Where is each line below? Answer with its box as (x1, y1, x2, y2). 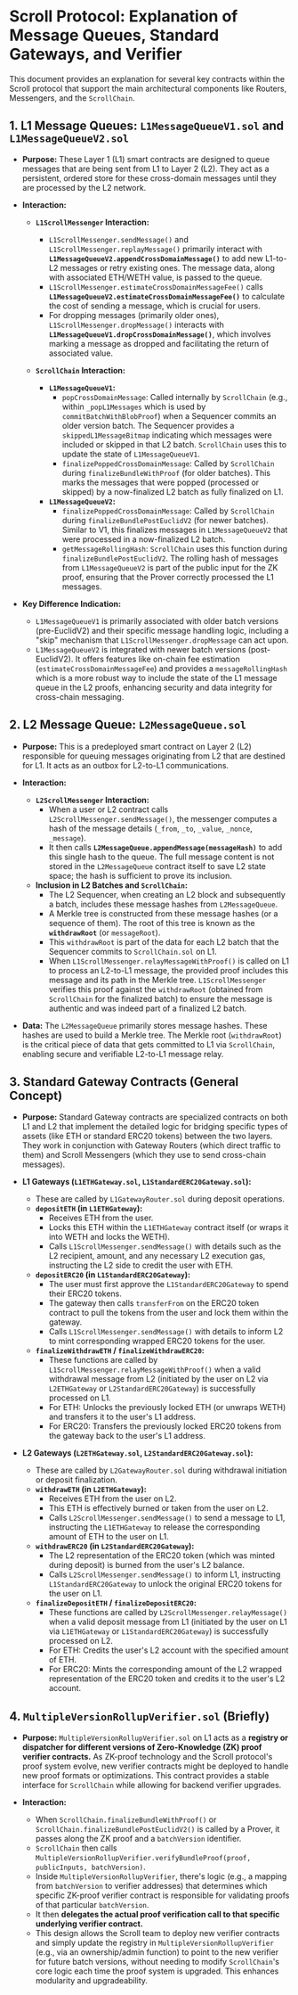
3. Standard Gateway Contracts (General (9, 1074, 239, 1089)
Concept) (9, 1088, 63, 1103)
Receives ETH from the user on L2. (48, 1493, 177, 1504)
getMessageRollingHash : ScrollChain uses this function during (61, 543, 287, 554)
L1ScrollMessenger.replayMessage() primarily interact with (48, 243, 262, 254)
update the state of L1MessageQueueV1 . (61, 448, 200, 459)
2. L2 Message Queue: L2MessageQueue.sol (9, 718, 247, 733)
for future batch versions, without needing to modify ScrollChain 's (35, 1957, 280, 1967)
